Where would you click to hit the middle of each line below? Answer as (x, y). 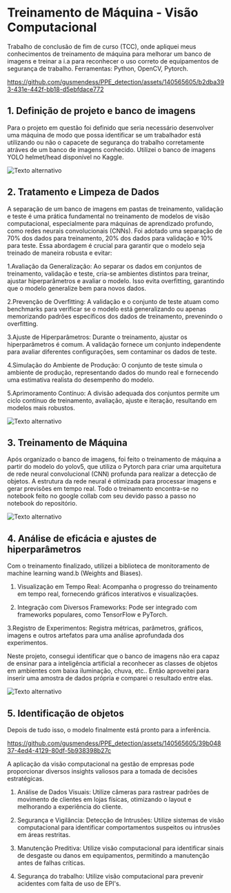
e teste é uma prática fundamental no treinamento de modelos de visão (109, 216)
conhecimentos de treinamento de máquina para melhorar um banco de (109, 54)
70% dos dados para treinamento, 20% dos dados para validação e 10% (110, 238)
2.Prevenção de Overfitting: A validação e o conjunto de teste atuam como (113, 301)
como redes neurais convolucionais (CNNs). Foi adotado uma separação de (115, 231)
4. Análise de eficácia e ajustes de (82, 538)
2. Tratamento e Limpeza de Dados (83, 192)
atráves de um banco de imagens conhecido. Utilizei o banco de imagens (111, 149)
